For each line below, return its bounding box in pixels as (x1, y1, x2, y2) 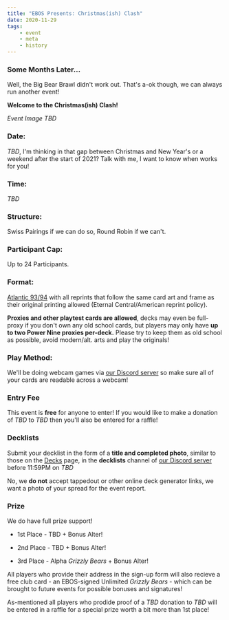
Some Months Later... (7, 65, 81, 74)
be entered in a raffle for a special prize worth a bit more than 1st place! (7, 605, 210, 613)
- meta (19, 36, 39, 43)
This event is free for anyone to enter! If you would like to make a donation (7, 409, 218, 417)
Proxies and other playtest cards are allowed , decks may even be (7, 314, 196, 322)
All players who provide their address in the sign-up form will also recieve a (7, 570, 221, 578)
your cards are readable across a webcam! (7, 376, 129, 384)
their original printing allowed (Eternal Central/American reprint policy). (7, 300, 208, 308)
